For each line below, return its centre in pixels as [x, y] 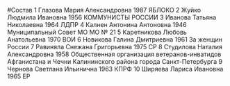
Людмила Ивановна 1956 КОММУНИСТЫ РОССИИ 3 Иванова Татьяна [112, 17]
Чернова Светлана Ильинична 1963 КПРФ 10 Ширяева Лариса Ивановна [115, 69]
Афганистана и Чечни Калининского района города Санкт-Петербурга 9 [115, 61]
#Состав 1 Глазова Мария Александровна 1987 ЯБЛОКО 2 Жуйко [104, 10]
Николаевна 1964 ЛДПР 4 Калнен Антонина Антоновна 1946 [97, 25]
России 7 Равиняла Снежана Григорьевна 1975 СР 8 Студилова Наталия [115, 47]
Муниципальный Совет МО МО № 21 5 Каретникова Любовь [97, 32]
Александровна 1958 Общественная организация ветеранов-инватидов [114, 54]
